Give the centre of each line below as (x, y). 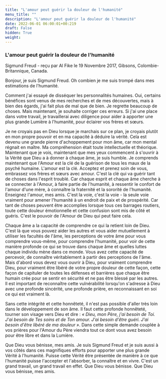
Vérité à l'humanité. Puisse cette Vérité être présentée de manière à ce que (82, 356)
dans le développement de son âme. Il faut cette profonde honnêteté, (76, 309)
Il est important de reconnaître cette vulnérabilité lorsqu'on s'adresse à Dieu (83, 284)
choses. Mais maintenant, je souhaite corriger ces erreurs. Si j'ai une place (81, 111)
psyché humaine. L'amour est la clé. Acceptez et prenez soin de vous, (77, 168)
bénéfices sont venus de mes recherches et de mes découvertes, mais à (79, 101)
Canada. (40, 71)
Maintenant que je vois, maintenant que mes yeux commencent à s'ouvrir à (82, 152)
